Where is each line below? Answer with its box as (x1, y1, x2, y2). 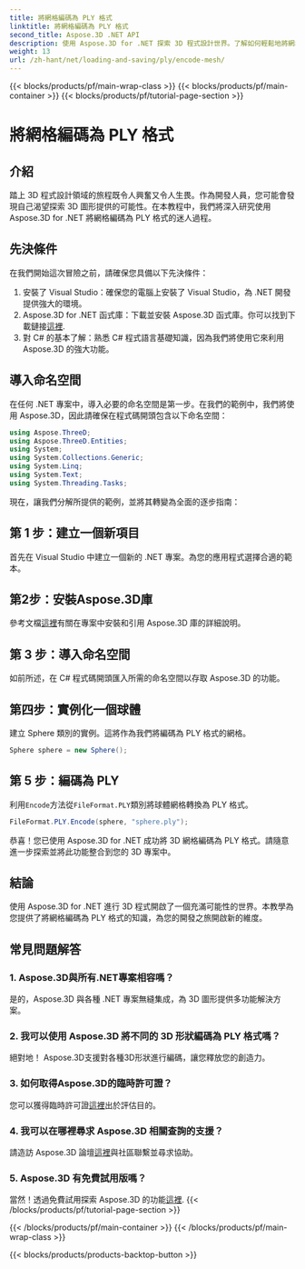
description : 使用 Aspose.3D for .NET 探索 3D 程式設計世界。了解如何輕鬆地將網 (9, 38, 295, 48)
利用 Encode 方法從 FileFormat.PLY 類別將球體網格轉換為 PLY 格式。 (9, 799, 253, 810)
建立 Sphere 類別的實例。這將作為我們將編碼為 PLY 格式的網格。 (9, 728, 251, 738)
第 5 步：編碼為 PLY (9, 774, 120, 789)
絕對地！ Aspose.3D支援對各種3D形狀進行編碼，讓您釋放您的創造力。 (9, 1052, 271, 1064)
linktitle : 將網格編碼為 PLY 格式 (9, 22, 129, 31)
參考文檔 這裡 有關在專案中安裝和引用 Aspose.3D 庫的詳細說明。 (9, 617, 246, 628)
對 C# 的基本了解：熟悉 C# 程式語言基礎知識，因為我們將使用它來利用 (22, 332, 284, 343)
